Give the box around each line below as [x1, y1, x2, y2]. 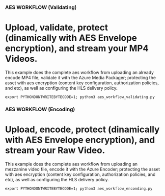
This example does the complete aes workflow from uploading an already [5, 69, 154, 75]
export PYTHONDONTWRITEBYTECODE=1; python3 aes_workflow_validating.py [5, 95, 155, 99]
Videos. [5, 53, 38, 65]
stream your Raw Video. [5, 145, 106, 156]
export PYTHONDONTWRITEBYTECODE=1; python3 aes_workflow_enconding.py [5, 186, 153, 191]
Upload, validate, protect [5, 22, 108, 33]
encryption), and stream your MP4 [5, 43, 149, 54]
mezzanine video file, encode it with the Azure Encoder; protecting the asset [5, 166, 160, 172]
